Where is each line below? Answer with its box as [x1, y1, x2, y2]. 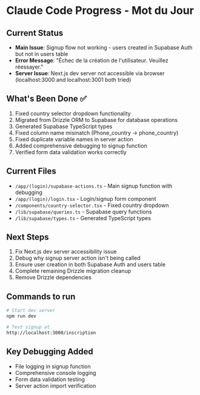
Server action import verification [15, 382, 96, 389]
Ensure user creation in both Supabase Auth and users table [15, 261, 165, 268]
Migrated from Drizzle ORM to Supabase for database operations [15, 116, 178, 123]
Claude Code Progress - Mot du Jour [6, 4, 194, 18]
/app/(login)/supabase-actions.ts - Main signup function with [15, 182, 173, 189]
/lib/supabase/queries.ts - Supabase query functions [15, 208, 152, 215]
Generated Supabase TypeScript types [15, 123, 113, 130]
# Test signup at [6, 324, 50, 330]
